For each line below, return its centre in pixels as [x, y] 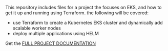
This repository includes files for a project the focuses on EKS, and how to [84, 7]
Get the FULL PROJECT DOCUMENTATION [51, 43]
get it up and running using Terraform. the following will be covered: [77, 13]
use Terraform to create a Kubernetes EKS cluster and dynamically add [88, 23]
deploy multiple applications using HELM [56, 33]
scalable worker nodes [37, 28]
